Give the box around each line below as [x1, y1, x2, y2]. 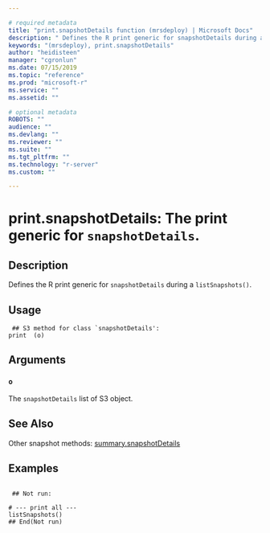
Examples [8, 461, 59, 475]
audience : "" [8, 123, 52, 131]
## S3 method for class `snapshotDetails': [11, 325, 160, 333]
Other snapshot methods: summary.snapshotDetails [8, 438, 181, 448]
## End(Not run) [8, 518, 63, 527]
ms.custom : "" [8, 168, 56, 176]
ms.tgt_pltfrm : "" [8, 153, 70, 161]
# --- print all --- [8, 504, 78, 512]
